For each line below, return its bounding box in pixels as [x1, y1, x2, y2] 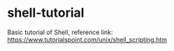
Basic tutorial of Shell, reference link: [7, 28, 113, 36]
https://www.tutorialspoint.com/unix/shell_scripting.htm [7, 35, 168, 43]
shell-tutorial [7, 5, 85, 21]
